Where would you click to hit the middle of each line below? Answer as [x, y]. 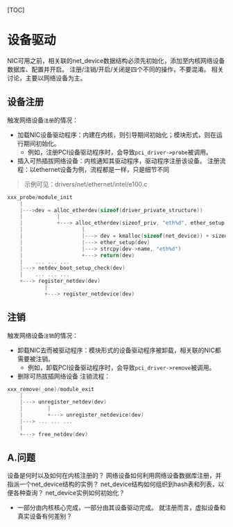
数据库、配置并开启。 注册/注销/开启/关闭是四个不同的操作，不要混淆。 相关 [115, 69]
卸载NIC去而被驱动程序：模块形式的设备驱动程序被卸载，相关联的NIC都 [119, 350]
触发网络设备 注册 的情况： [43, 120]
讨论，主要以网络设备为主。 [47, 78]
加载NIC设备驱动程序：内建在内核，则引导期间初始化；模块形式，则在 [117, 135]
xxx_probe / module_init [40, 197]
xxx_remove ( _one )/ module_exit [51, 389]
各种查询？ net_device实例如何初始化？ [69, 493]
